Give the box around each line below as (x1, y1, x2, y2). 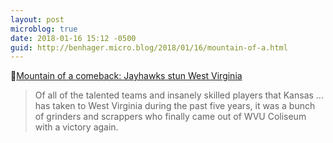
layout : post (10, 14, 65, 25)
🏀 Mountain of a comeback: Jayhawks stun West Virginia (10, 70, 243, 82)
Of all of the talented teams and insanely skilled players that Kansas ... (34, 89, 324, 101)
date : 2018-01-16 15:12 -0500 (10, 33, 137, 43)
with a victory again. (34, 121, 119, 133)
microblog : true (10, 24, 78, 34)
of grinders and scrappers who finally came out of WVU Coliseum (34, 111, 307, 123)
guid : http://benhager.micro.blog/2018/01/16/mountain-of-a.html (10, 42, 288, 53)
